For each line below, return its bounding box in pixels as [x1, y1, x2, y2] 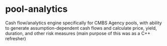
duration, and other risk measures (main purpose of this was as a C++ [5, 30, 151, 36]
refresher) [5, 36, 26, 42]
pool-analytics [5, 3, 68, 15]
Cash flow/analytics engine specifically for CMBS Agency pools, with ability [5, 20, 162, 26]
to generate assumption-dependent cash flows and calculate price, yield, [5, 25, 157, 31]
